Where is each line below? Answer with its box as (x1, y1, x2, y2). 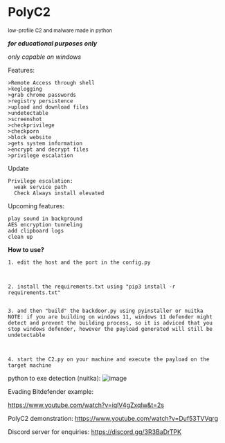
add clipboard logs (8, 227, 64, 234)
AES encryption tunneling (8, 221, 82, 228)
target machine (8, 361, 52, 369)
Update (8, 164, 30, 172)
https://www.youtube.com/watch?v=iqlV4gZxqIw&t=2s (8, 401, 165, 409)
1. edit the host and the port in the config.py (8, 259, 151, 266)
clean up (8, 233, 33, 240)
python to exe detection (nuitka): (8, 374, 101, 382)
